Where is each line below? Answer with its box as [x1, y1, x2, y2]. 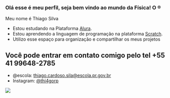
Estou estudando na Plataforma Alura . [12, 25, 92, 31]
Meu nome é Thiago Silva [5, 16, 59, 22]
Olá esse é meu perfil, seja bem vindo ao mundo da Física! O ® [5, 4, 161, 11]
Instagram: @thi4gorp [12, 78, 59, 84]
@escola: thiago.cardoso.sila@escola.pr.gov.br [12, 73, 112, 79]
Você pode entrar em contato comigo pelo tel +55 [5, 51, 165, 59]
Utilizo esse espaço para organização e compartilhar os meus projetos [12, 36, 161, 42]
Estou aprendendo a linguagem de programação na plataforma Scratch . [12, 31, 163, 37]
